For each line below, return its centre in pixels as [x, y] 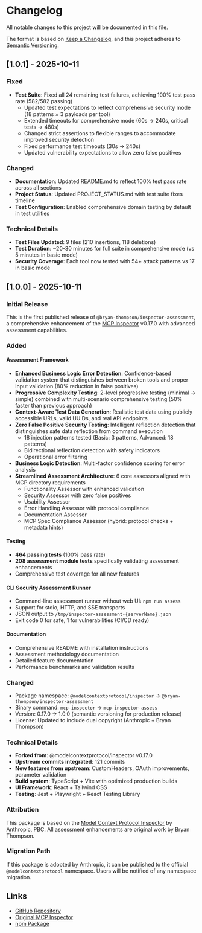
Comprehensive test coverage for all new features [77, 574]
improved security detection [59, 139]
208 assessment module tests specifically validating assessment [97, 561]
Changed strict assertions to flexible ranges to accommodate [100, 133]
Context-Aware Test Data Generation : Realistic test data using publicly [104, 412]
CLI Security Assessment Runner [49, 588]
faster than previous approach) [53, 406]
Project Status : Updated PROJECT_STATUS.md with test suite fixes [99, 194]
